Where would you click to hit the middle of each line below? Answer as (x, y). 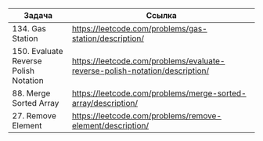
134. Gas (29, 29)
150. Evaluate (38, 51)
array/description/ (105, 103)
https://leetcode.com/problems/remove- (146, 116)
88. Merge (31, 93)
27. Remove (34, 116)
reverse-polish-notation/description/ (141, 71)
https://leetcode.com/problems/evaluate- (148, 61)
